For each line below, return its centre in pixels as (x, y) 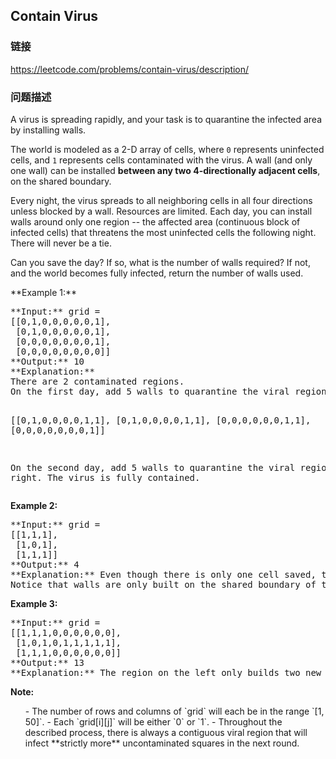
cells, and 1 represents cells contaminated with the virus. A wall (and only (161, 160)
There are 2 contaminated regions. (97, 381)
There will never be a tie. (61, 243)
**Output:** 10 (47, 361)
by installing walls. (48, 130)
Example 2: (34, 505)
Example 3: (34, 603)
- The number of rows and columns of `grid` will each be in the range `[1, (174, 711)
